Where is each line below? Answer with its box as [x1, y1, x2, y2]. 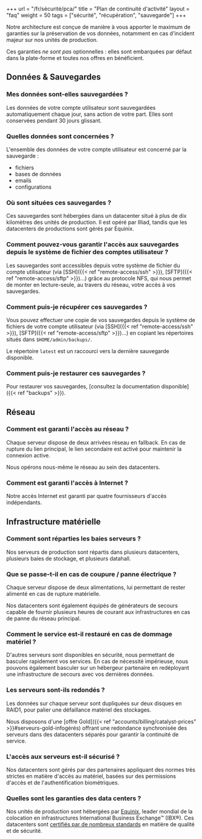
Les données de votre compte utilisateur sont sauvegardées [6, 104, 156, 111]
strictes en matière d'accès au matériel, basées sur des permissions [6, 773, 177, 780]
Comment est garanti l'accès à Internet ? [6, 479, 128, 487]
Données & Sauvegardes [6, 72, 101, 83]
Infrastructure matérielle [6, 516, 101, 527]
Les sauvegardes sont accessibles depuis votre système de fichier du [6, 261, 180, 269]
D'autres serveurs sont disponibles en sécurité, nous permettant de [6, 652, 175, 659]
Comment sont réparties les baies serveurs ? [6, 534, 141, 543]
